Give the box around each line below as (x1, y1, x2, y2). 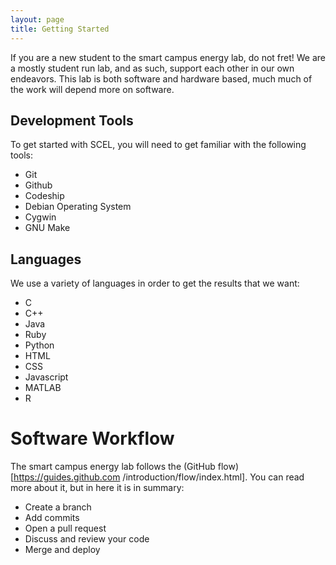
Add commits (24, 512, 80, 524)
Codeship (24, 190, 65, 202)
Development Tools (10, 112, 134, 129)
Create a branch (24, 501, 92, 513)
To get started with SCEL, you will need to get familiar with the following (10, 139, 307, 151)
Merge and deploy (24, 544, 101, 556)
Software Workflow (10, 427, 175, 450)
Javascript (24, 371, 69, 383)
